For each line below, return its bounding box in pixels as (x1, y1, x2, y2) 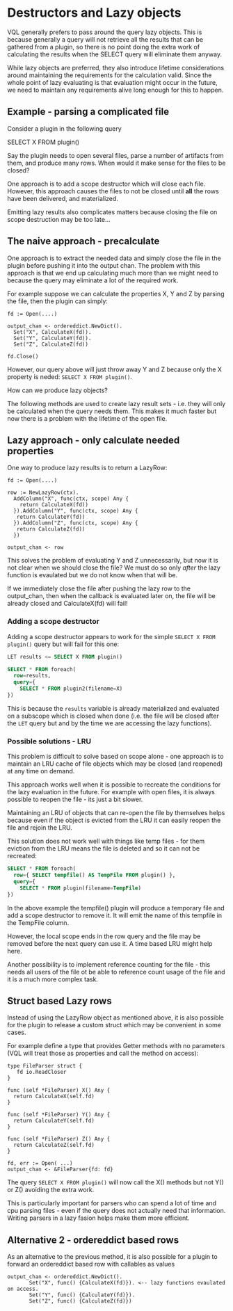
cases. (7, 1028, 26, 1037)
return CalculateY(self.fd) (13, 1118, 95, 1125)
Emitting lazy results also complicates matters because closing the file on (7, 207, 218, 216)
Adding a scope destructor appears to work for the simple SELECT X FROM (7, 632, 216, 641)
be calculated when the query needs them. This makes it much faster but (7, 407, 217, 415)
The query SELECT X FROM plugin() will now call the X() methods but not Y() (7, 1178, 224, 1187)
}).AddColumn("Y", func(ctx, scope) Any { (13, 508, 138, 515)
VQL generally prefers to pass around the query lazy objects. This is (7, 28, 202, 36)
